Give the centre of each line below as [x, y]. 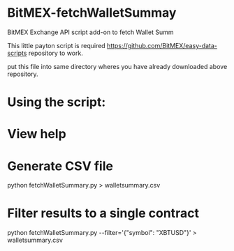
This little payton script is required [57, 45]
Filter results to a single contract [103, 213]
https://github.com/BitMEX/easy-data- [162, 45]
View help [37, 134]
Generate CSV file [60, 166]
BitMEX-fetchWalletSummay [92, 13]
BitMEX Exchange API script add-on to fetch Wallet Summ [90, 32]
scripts [17, 53]
